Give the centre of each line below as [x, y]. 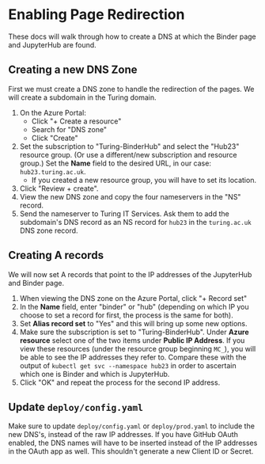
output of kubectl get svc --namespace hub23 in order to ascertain [128, 365]
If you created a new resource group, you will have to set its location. [144, 180]
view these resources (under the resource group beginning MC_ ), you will [138, 348]
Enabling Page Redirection [97, 15]
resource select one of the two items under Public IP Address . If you [132, 340]
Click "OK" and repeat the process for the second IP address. [120, 382]
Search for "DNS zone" [69, 129]
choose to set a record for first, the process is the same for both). [126, 315]
